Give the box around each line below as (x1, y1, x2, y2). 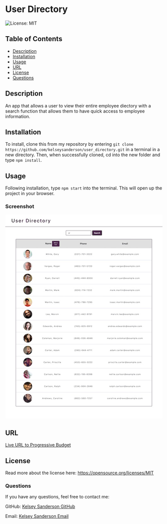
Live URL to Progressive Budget (5, 442, 71, 448)
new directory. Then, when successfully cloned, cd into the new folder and (5, 152, 160, 158)
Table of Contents (5, 35, 63, 43)
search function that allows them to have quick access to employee (5, 108, 145, 114)
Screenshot (5, 203, 34, 210)
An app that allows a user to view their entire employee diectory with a (5, 102, 151, 109)
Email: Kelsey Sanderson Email (5, 513, 69, 519)
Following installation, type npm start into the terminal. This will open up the (5, 185, 162, 191)
